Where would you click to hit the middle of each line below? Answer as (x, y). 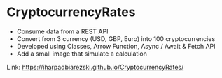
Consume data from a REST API (62, 31)
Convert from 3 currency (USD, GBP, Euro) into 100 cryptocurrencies (116, 38)
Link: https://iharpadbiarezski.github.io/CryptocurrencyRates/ (95, 67)
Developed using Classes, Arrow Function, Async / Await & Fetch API (116, 46)
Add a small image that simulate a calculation (82, 54)
